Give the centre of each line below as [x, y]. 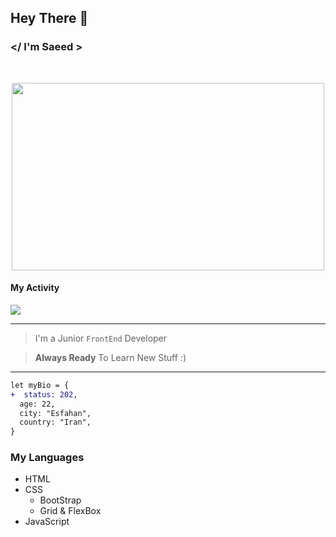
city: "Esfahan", [55, 413]
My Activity [35, 288]
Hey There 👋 [49, 18]
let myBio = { [40, 385]
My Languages [47, 458]
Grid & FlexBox [70, 511]
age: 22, [37, 404]
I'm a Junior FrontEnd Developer [101, 338]
